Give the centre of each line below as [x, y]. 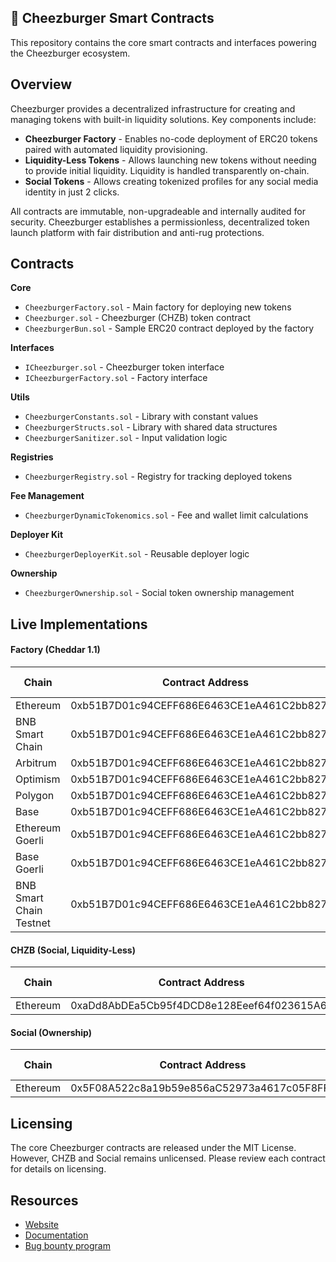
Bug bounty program [67, 1246]
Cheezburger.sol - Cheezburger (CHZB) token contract [137, 318]
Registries [32, 457]
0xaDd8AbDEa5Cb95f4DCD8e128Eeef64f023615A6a [201, 1006]
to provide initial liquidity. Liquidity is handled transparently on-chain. [167, 170]
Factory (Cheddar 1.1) [55, 650]
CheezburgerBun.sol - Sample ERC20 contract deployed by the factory [169, 328]
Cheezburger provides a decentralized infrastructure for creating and [153, 108]
